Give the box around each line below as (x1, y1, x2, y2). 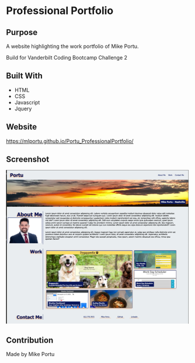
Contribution (6, 335, 54, 345)
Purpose (6, 27, 38, 37)
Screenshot (6, 155, 50, 165)
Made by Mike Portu (6, 351, 55, 358)
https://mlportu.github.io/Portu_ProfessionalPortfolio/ (6, 137, 134, 144)
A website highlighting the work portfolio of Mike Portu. (6, 43, 139, 50)
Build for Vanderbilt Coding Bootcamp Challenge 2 (6, 54, 127, 61)
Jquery (14, 105, 32, 112)
